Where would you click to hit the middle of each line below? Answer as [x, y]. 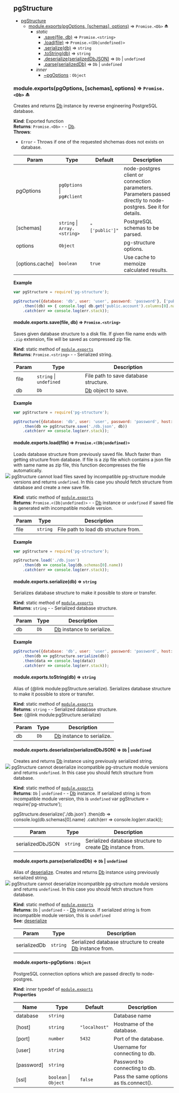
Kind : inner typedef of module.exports [53, 989]
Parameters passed [147, 194]
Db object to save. [107, 390]
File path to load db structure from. [99, 529]
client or [134, 175]
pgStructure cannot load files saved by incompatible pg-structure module [88, 476]
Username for [130, 1047]
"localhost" [94, 1027]
